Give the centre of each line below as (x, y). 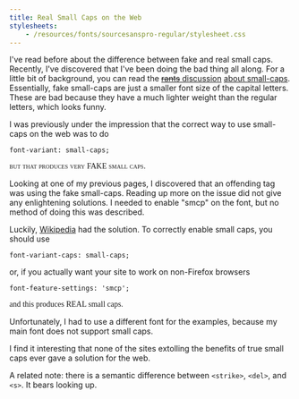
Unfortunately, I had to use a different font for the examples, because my (143, 322)
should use (30, 239)
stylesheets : (34, 26)
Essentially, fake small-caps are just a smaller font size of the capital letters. (149, 88)
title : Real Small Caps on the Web (76, 17)
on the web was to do (69, 134)
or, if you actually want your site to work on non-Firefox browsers (130, 272)
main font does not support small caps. (81, 331)
